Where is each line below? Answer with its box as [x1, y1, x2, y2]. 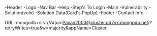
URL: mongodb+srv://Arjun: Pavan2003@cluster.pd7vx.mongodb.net [5, 20, 148, 25]
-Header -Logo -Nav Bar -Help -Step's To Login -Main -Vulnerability [5, 5, 148, 10]
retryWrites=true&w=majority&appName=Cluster [5, 25, 107, 31]
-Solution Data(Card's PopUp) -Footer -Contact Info [35, 10, 144, 16]
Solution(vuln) [5, 10, 34, 16]
